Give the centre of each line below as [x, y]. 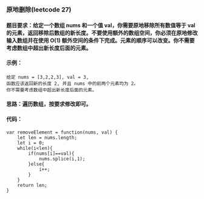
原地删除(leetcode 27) [39, 9]
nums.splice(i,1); [62, 158]
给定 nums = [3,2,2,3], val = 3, [48, 77]
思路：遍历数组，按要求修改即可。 [49, 104]
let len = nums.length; [47, 137]
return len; [32, 185]
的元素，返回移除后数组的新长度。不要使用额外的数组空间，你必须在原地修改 [102, 33]
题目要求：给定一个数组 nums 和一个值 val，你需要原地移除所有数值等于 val [101, 25]
